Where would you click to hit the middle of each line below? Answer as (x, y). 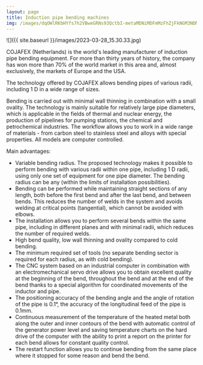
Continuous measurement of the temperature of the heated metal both (103, 317)
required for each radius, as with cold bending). (74, 259)
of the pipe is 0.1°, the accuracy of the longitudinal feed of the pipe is (100, 304)
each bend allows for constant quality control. (72, 343)
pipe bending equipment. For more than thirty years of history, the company (101, 59)
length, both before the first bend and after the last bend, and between (103, 195)
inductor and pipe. (38, 291)
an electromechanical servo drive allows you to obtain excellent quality (103, 272)
